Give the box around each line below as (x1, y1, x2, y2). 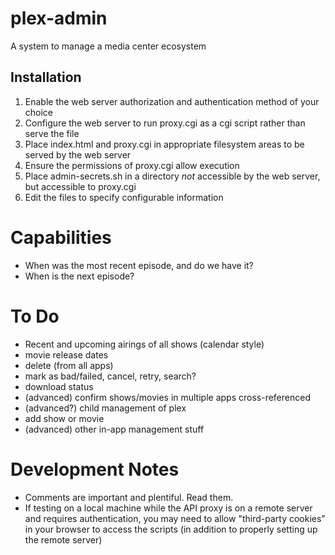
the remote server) (24, 533, 103, 546)
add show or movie (24, 412, 105, 424)
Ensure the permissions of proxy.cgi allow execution (24, 159, 240, 171)
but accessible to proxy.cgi (24, 180, 137, 192)
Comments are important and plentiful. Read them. (24, 491, 234, 503)
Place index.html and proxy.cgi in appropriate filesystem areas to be (24, 138, 305, 150)
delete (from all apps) (24, 359, 114, 371)
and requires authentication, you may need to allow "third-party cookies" (24, 512, 326, 524)
